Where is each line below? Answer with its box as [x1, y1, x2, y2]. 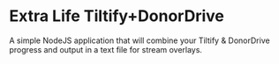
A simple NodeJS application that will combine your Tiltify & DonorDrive [9, 35, 271, 46]
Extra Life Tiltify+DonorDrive [9, 6, 225, 26]
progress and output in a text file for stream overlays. [9, 44, 203, 54]
